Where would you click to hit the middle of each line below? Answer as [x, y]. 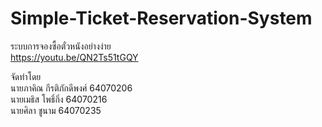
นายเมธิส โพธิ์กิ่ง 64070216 [59, 99]
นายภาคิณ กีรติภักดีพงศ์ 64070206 [71, 88]
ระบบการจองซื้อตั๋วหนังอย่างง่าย [61, 46]
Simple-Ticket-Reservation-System [161, 18]
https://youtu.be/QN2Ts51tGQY [74, 57]
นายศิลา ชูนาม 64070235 [56, 110]
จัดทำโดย [26, 76]
